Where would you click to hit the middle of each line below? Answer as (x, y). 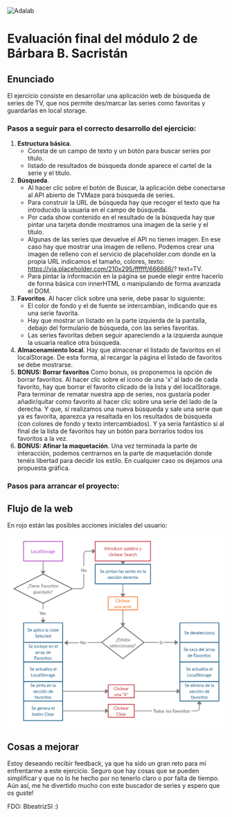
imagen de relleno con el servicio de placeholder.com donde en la (122, 254)
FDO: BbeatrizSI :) (33, 807)
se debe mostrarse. (45, 365)
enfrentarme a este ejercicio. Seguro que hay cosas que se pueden (103, 771)
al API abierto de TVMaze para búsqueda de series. (101, 195)
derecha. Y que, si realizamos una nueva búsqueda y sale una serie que (120, 409)
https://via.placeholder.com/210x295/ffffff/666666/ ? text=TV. (115, 269)
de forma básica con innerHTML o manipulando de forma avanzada (124, 284)
